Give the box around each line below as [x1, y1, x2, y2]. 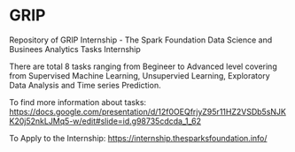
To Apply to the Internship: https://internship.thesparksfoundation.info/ [9, 133, 268, 143]
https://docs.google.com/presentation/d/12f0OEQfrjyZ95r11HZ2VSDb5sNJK [9, 106, 286, 117]
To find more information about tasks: [9, 96, 147, 107]
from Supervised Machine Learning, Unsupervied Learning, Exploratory [9, 70, 270, 80]
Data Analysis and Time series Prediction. [9, 80, 161, 90]
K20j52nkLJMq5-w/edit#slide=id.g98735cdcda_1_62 [9, 116, 202, 126]
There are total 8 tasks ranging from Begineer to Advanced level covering [9, 61, 277, 72]
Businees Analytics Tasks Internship [9, 43, 142, 54]
